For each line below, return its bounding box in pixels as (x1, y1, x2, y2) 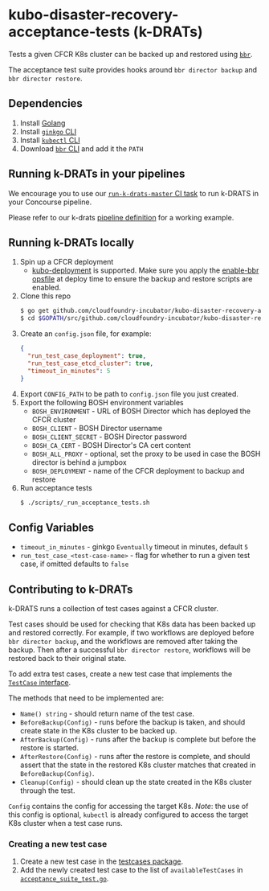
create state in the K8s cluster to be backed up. (19, 726, 177, 735)
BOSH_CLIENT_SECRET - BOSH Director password (31, 432, 187, 441)
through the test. (19, 786, 75, 795)
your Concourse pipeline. (8, 197, 92, 207)
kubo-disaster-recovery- (8, 6, 179, 24)
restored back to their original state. (8, 654, 127, 663)
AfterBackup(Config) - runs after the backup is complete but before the (19, 734, 257, 744)
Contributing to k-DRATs (8, 582, 133, 596)
